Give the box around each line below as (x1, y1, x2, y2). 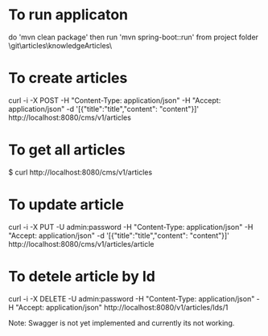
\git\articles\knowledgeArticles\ (8, 40, 113, 50)
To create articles (8, 69, 128, 88)
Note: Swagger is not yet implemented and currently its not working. (8, 318, 235, 327)
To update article (8, 195, 125, 214)
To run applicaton (8, 6, 129, 24)
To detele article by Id (8, 267, 155, 285)
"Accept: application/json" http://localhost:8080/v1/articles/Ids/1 (15, 302, 229, 312)
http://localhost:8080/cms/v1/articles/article (8, 239, 155, 248)
